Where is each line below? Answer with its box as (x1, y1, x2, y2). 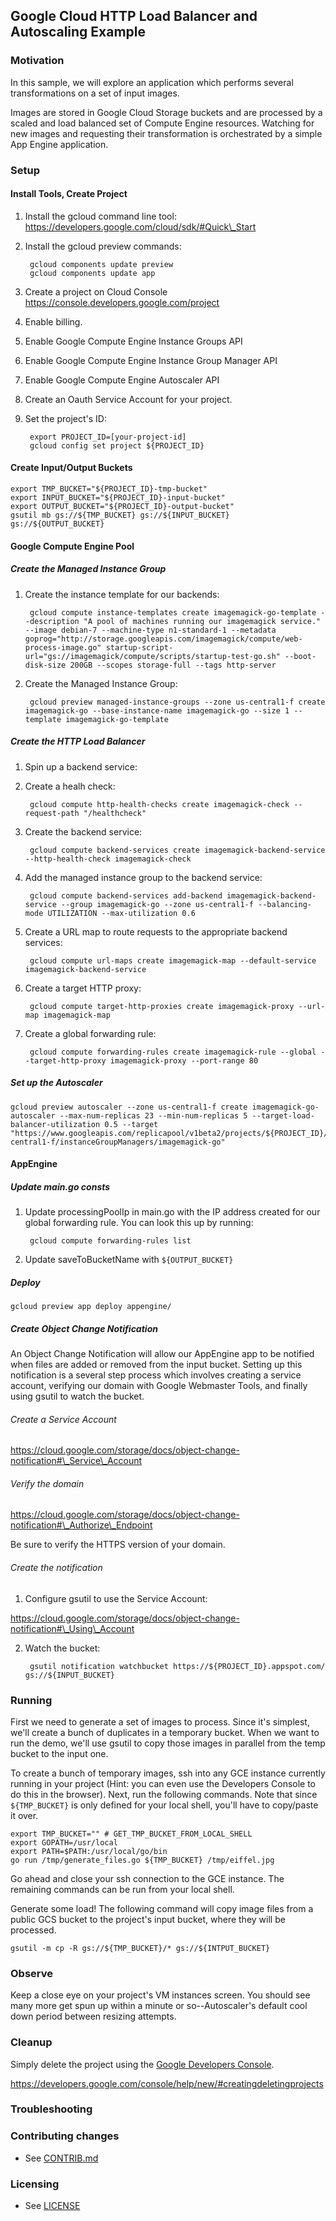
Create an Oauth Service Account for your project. (24, 393, 233, 405)
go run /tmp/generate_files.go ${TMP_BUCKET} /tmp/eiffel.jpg (10, 1855, 275, 1865)
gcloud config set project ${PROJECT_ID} (29, 440, 205, 451)
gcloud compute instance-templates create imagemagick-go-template (29, 607, 317, 618)
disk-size (24, 660, 67, 670)
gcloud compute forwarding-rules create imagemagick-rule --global (29, 1047, 317, 1057)
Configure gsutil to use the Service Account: (24, 1592, 208, 1604)
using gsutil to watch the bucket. (10, 1390, 145, 1403)
